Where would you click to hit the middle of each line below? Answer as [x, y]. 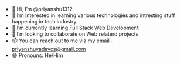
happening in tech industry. [45, 21]
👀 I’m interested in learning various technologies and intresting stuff [93, 15]
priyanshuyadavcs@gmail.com [49, 49]
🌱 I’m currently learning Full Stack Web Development [75, 28]
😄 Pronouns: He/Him [37, 55]
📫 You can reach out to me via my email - [62, 41]
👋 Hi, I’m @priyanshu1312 [42, 9]
